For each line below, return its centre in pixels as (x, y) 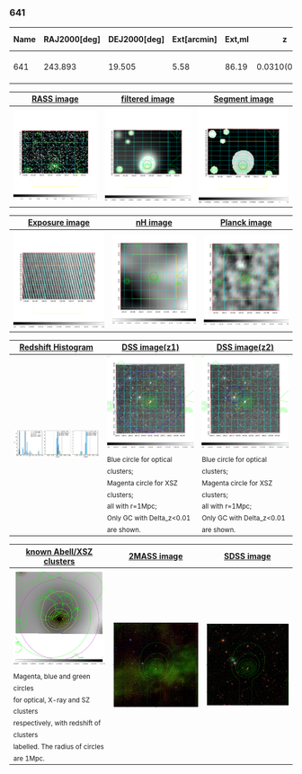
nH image (154, 223)
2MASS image (156, 556)
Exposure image (58, 223)
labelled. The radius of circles (59, 747)
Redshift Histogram (57, 347)
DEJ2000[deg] (136, 40)
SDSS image (248, 556)
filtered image (148, 99)
